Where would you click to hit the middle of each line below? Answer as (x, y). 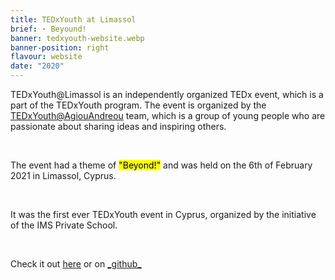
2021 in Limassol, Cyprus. (63, 175)
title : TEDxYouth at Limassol (73, 19)
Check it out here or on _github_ (76, 264)
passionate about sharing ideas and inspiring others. (118, 126)
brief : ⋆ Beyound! (48, 29)
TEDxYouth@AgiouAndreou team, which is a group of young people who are (168, 115)
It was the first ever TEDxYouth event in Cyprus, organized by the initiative (163, 214)
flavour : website (46, 57)
